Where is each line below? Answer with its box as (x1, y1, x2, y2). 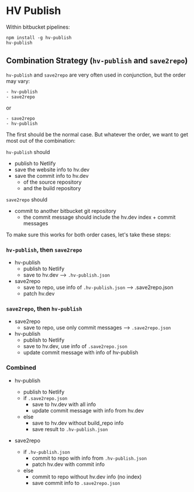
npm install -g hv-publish (6, 35, 72, 40)
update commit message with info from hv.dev (32, 407, 144, 414)
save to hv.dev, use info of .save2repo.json (23, 343, 127, 350)
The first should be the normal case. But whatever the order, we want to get (6, 130, 189, 138)
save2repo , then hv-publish (6, 304, 82, 312)
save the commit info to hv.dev (14, 172, 89, 179)
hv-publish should (6, 148, 50, 156)
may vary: (6, 77, 30, 84)
